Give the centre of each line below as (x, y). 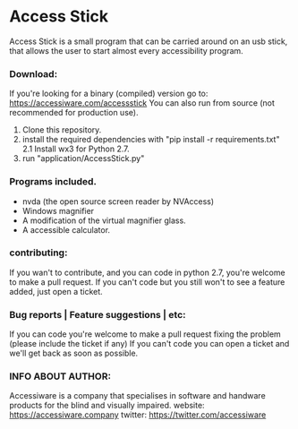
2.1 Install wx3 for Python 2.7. (76, 149)
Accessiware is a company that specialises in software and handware (137, 396)
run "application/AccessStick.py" (83, 159)
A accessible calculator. (66, 229)
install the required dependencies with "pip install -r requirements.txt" (151, 140)
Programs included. (53, 182)
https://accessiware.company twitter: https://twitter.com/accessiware (138, 415)
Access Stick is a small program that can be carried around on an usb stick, (149, 41)
